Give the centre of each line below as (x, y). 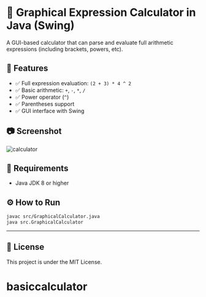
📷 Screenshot (34, 131)
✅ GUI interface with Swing (50, 110)
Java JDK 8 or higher (42, 183)
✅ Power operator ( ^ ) (42, 97)
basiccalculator (47, 286)
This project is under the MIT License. (54, 262)
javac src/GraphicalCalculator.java (53, 217)
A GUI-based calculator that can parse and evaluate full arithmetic (90, 42)
